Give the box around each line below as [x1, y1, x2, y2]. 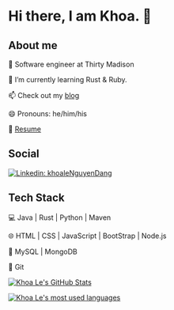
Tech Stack [8, 191, 65, 205]
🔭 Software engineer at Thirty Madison [8, 59, 134, 69]
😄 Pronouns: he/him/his [8, 109, 88, 118]
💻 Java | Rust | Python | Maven [8, 213, 112, 222]
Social [8, 147, 40, 161]
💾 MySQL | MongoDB [8, 247, 78, 256]
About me [8, 39, 58, 52]
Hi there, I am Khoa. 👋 [8, 7, 152, 25]
